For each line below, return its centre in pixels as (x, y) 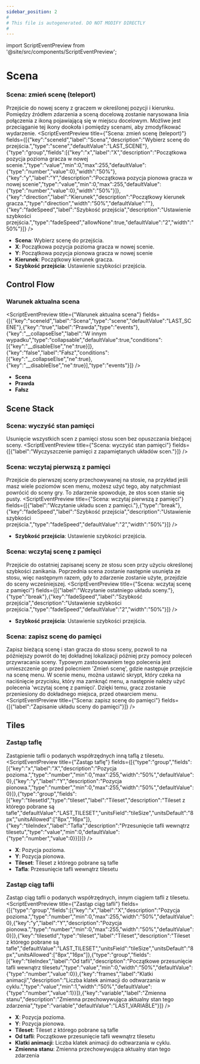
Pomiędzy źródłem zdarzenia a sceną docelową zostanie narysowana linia (98, 114)
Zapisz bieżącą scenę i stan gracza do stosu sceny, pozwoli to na (87, 649)
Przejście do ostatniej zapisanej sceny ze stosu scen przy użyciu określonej (99, 565)
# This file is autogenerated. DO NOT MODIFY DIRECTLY (76, 23)
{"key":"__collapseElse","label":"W (48, 334)
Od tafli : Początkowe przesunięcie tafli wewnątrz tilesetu (85, 1036)
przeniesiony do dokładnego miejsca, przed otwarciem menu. (82, 694)
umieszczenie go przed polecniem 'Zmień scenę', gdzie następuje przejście (99, 669)
